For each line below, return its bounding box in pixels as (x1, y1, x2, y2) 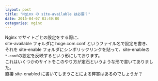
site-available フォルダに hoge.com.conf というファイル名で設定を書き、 (5, 41, 150, 47)
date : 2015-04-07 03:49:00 (5, 16, 60, 21)
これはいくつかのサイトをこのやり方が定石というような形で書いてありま (5, 59, 149, 65)
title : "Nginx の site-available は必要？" (5, 12, 91, 16)
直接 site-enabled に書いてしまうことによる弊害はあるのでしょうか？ (5, 71, 143, 77)
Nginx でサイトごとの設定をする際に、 (5, 34, 81, 40)
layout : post (5, 7, 32, 12)
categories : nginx (5, 20, 42, 26)
